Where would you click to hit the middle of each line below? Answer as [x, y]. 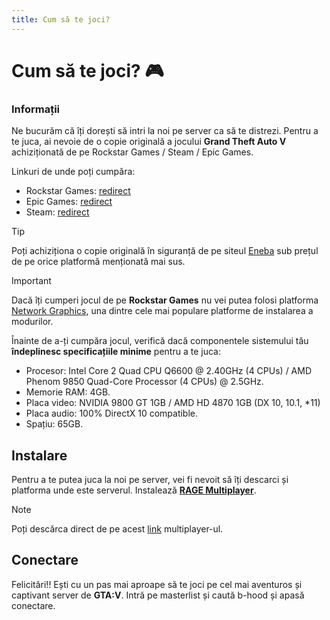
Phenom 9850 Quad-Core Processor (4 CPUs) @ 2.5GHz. [144, 382]
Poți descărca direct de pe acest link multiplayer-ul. [117, 528]
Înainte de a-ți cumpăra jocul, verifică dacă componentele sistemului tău [160, 341]
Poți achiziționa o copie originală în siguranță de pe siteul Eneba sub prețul [165, 251]
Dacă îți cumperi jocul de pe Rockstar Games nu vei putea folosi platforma [165, 300]
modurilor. [32, 322]
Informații [36, 109]
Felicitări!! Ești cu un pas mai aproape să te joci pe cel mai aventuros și [157, 584]
